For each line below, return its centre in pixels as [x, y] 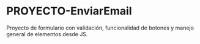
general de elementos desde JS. [47, 34]
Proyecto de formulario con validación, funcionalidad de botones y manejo [100, 28]
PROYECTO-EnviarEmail [69, 11]
